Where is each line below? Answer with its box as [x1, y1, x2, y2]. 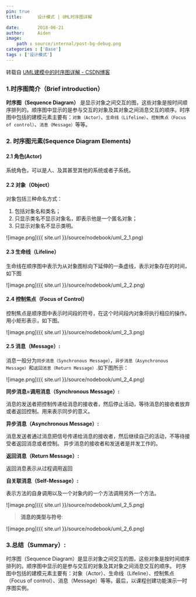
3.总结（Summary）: [6, 541, 66, 549]
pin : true [6, 8, 30, 15]
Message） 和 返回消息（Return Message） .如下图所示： [6, 364, 129, 371]
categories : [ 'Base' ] [6, 46, 61, 53]
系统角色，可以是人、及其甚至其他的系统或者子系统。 [6, 167, 134, 174]
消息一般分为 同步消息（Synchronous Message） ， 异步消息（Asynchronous [6, 356, 169, 363]
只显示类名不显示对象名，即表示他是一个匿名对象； [14, 215, 138, 222]
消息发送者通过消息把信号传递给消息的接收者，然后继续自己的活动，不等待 [6, 433, 185, 440]
